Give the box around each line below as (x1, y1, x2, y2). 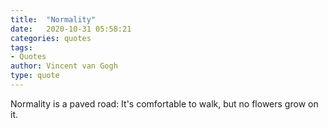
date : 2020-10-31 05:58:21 (10, 24, 132, 34)
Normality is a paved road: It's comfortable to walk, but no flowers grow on (10, 97, 319, 110)
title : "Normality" (10, 14, 97, 25)
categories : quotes (10, 33, 92, 43)
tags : (10, 42, 33, 53)
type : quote (10, 71, 60, 81)
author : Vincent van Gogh (10, 61, 118, 71)
